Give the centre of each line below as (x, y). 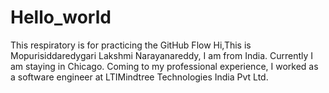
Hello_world (61, 17)
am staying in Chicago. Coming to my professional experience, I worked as (164, 66)
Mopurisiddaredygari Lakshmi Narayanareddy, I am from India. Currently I (162, 55)
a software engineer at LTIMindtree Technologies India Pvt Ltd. (139, 77)
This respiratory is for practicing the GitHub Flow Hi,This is (131, 45)
